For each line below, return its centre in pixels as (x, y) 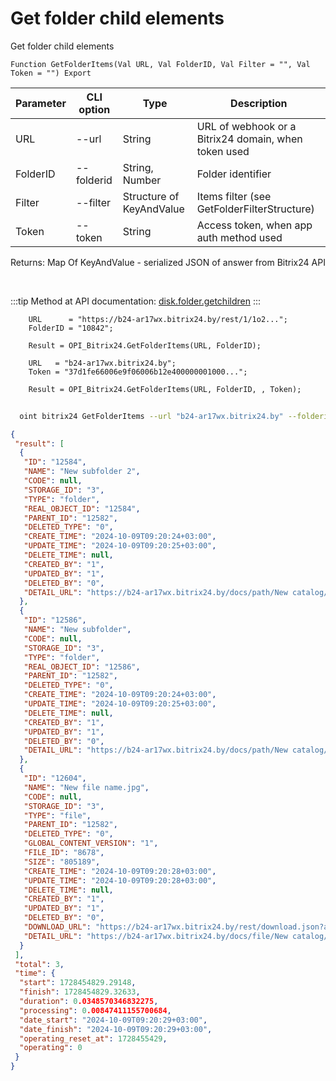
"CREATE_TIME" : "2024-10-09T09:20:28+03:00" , (120, 871)
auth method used (239, 237)
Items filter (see (234, 196)
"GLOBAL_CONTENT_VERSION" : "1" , (91, 843)
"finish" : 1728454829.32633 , (80, 992)
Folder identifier (234, 174)
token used (223, 151)
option (94, 109)
